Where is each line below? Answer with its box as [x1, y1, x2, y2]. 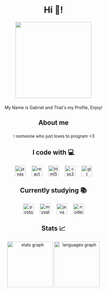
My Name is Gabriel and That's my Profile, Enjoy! [4, 104, 103, 111]
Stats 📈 [41, 224, 66, 233]
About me [38, 119, 69, 127]
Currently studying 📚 [20, 187, 87, 195]
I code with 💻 [32, 148, 75, 156]
